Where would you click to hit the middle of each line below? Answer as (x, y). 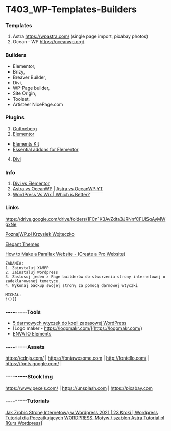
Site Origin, (25, 93)
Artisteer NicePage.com (38, 104)
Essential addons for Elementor (45, 150)
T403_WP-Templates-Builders (71, 9)
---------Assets (25, 347)
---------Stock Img (29, 377)
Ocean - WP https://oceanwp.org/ (48, 42)
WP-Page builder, (31, 88)
